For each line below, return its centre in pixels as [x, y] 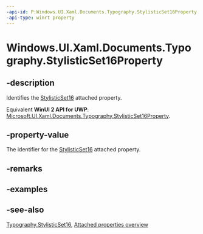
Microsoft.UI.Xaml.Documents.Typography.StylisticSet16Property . [88, 115]
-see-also [25, 210]
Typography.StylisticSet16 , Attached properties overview [77, 224]
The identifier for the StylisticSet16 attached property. [74, 150]
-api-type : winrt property [40, 18]
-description [30, 83]
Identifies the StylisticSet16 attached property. [64, 97]
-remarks [24, 169]
